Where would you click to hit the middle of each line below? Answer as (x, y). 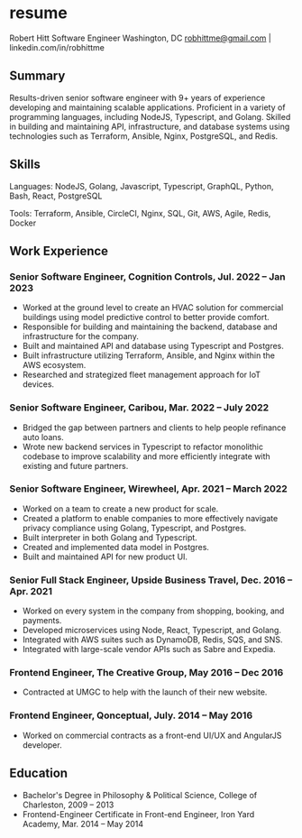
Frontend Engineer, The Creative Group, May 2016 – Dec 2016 (146, 673)
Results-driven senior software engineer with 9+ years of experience (137, 97)
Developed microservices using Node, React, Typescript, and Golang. (152, 631)
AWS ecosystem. (54, 365)
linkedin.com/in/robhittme (57, 47)
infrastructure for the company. (81, 336)
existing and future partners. (75, 465)
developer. (42, 745)
